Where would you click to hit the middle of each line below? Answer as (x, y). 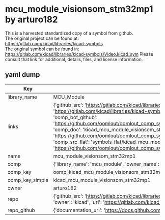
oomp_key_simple (28, 180)
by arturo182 (31, 19)
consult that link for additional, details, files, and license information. (74, 59)
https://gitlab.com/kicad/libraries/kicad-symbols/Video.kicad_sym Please (79, 54)
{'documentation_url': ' (79, 210)
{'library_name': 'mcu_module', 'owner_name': (106, 164)
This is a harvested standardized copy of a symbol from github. (69, 33)
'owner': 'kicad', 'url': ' (79, 202)
